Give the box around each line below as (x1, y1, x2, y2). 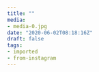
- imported (7, 49, 38, 56)
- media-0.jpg (7, 23, 48, 29)
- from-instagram (7, 55, 57, 62)
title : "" (7, 10, 36, 17)
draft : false (7, 36, 44, 43)
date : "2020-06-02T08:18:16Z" (7, 29, 94, 36)
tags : (7, 42, 23, 49)
